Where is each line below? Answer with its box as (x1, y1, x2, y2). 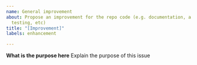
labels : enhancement (6, 31, 57, 37)
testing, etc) (11, 19, 46, 25)
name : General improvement (6, 8, 73, 15)
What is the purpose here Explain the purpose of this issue (6, 52, 150, 59)
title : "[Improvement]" (6, 25, 65, 31)
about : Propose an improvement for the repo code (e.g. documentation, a (6, 14, 192, 20)
